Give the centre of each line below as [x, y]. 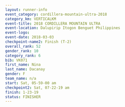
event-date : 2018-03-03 [30, 37]
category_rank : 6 [23, 55]
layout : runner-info [26, 10]
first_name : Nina [23, 65]
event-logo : [17, 33]
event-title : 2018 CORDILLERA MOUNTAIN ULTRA [53, 23]
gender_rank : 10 [22, 51]
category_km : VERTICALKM [31, 19]
